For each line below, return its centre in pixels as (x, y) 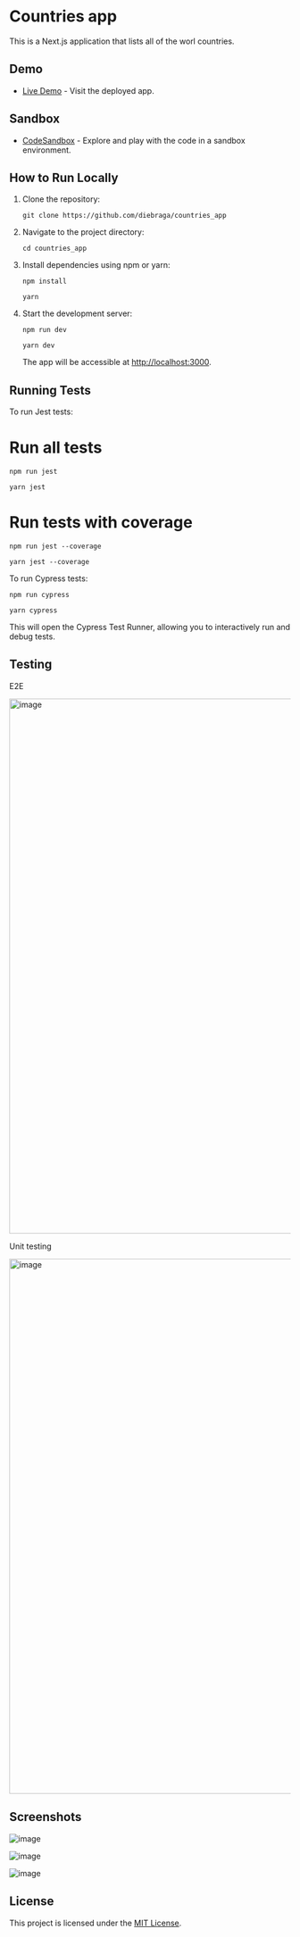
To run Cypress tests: (49, 578)
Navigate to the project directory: (83, 232)
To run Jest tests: (41, 412)
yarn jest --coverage (50, 562)
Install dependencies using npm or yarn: (96, 265)
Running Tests (50, 390)
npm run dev (44, 330)
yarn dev (38, 345)
